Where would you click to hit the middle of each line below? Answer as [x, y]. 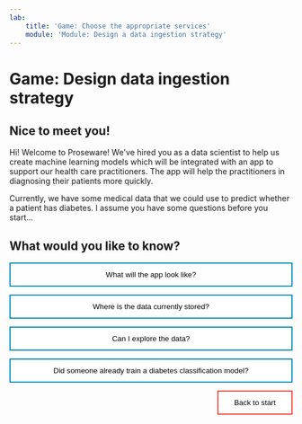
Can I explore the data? [151, 339]
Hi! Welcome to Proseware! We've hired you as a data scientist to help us [145, 153]
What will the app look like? [151, 275]
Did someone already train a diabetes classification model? [151, 371]
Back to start [254, 403]
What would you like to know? [95, 246]
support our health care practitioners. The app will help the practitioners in [147, 172]
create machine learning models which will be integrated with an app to [142, 162]
